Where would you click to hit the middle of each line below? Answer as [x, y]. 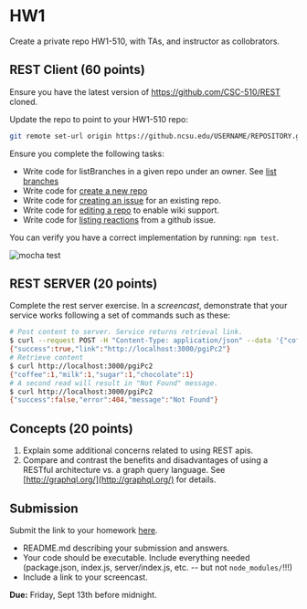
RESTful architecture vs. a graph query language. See [124, 470]
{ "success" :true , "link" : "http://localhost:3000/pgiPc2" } [120, 349]
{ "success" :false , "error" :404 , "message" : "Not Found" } [114, 400]
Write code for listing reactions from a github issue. [119, 219]
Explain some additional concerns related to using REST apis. [138, 451]
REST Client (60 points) [78, 70]
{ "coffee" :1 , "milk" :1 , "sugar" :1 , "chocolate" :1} [102, 374]
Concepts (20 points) [72, 429]
